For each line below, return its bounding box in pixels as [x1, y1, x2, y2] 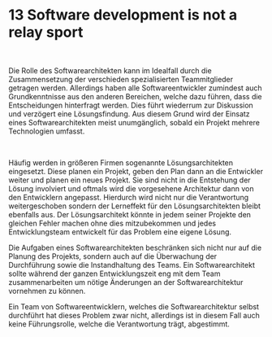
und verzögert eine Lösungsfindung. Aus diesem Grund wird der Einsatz [8, 108, 250, 119]
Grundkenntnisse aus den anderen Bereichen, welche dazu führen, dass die [8, 91, 262, 101]
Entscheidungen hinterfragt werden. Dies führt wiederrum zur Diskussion [8, 100, 253, 110]
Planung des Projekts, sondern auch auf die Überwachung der [8, 251, 218, 261]
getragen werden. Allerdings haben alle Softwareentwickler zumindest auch [8, 83, 262, 93]
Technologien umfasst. [8, 126, 85, 136]
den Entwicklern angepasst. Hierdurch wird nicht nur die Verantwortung [8, 192, 249, 202]
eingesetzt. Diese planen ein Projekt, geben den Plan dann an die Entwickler [8, 166, 264, 176]
